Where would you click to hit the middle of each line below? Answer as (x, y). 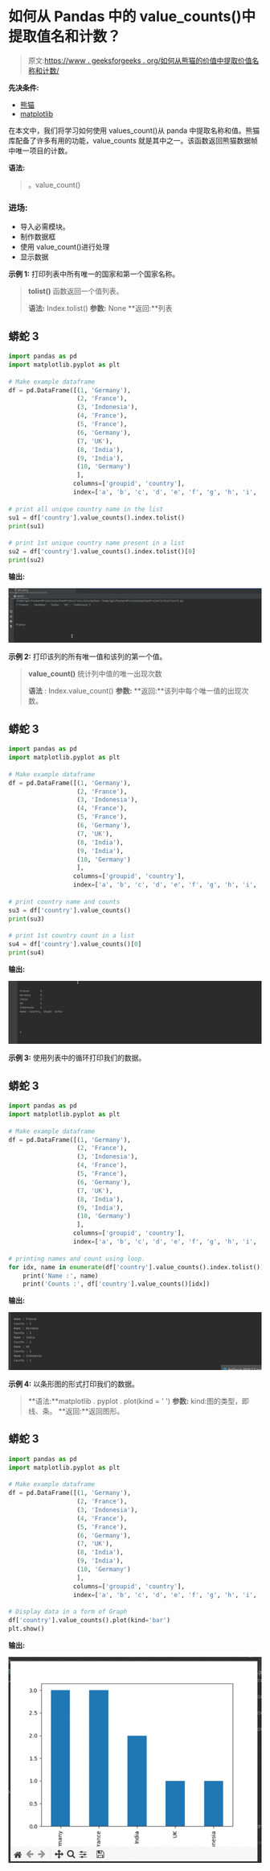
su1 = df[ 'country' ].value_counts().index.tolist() (96, 517)
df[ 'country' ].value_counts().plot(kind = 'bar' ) (90, 1621)
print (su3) (27, 919)
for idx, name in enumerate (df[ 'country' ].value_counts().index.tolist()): (138, 1267)
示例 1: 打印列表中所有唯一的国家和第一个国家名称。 (94, 274)
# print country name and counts (64, 902)
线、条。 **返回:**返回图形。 (76, 1411)
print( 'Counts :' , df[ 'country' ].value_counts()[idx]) (117, 1284)
